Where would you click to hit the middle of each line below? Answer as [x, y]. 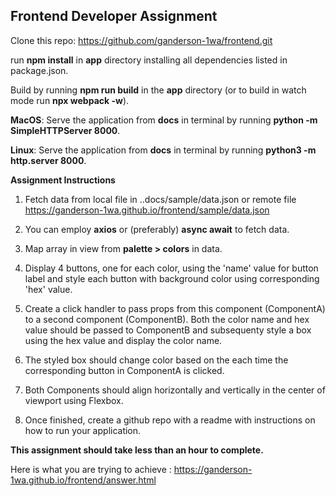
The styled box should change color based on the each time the [156, 360]
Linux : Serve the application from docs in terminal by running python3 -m [163, 150]
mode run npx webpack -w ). [70, 100]
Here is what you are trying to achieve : [91, 469]
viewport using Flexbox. [74, 400]
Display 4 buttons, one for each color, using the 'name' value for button [171, 268]
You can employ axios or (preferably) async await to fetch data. [157, 229]
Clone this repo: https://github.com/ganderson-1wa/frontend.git [141, 40]
